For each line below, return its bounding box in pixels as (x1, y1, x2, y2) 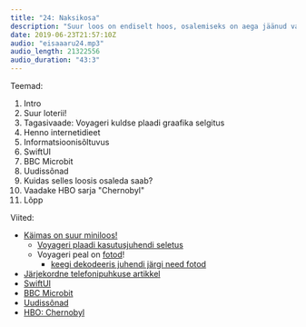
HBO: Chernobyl (23, 307, 85, 318)
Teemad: (10, 81, 44, 91)
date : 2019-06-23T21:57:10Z (10, 30, 117, 39)
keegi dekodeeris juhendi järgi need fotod (50, 259, 207, 269)
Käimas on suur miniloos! (23, 230, 118, 241)
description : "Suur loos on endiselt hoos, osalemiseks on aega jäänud (10, 22, 287, 31)
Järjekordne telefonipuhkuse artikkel (23, 269, 161, 279)
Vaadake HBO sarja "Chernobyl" (23, 185, 144, 195)
